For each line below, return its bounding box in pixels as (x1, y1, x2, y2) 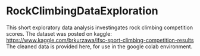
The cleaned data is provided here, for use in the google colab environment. (6, 43, 193, 50)
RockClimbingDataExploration (6, 4, 159, 18)
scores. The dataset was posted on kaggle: (6, 30, 112, 37)
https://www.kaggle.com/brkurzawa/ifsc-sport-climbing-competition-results (6, 36, 194, 43)
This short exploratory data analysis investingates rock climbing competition (6, 24, 193, 31)
